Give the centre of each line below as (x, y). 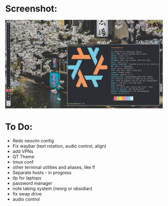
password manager (32, 183)
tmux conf (23, 162)
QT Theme (23, 156)
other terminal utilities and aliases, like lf (54, 167)
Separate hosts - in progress (42, 172)
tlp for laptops (27, 177)
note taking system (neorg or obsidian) (52, 188)
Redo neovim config (33, 140)
